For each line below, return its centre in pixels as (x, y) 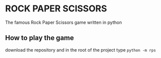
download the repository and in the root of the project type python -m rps (80, 50)
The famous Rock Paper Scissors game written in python (64, 22)
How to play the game (40, 38)
